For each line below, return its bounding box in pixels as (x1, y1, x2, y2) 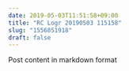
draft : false (8, 33, 51, 42)
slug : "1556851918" (8, 26, 73, 34)
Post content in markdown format (8, 55, 117, 65)
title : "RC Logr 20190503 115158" (8, 19, 123, 27)
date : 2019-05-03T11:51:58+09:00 (8, 11, 119, 20)
